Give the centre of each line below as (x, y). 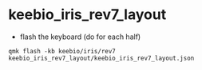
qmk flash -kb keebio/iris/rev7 (62, 51)
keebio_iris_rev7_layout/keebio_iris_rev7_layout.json (101, 58)
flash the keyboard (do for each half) (80, 37)
